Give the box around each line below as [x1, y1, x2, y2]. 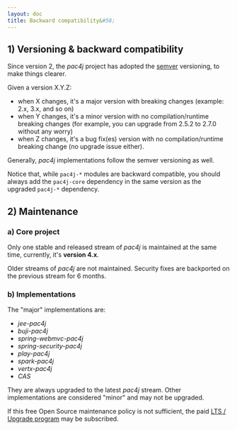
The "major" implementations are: [7, 306, 106, 314]
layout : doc [7, 10, 42, 18]
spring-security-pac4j [17, 342, 83, 351]
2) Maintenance [7, 205, 79, 217]
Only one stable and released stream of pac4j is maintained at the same [7, 243, 217, 251]
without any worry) [17, 127, 73, 136]
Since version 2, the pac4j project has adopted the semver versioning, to [7, 62, 220, 71]
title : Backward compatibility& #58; [7, 17, 115, 24]
